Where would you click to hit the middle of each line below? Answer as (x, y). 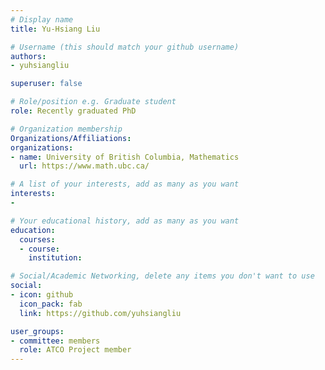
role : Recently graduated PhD (73, 111)
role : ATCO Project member (75, 350)
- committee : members (55, 341)
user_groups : (37, 331)
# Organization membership (66, 129)
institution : (55, 258)
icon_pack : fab (51, 304)
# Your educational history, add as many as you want (125, 221)
